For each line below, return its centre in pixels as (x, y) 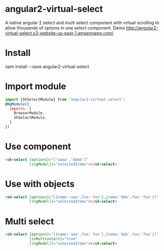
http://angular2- (142, 28)
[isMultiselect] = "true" (53, 239)
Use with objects (40, 184)
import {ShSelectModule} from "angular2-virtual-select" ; (65, 99)
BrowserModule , (29, 113)
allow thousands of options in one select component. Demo (65, 28)
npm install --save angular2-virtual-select (47, 66)
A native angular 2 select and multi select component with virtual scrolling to (82, 23)
